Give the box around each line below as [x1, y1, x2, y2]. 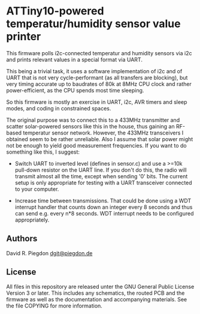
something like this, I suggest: [6, 148, 80, 155]
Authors [6, 234, 38, 244]
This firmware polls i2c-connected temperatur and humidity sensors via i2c [6, 49, 192, 56]
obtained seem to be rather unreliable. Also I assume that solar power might [6, 135, 193, 142]
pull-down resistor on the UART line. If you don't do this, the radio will [14, 166, 187, 174]
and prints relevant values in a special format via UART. [6, 56, 143, 63]
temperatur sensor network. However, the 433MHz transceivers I [23, 129, 184, 136]
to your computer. [14, 185, 59, 193]
